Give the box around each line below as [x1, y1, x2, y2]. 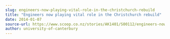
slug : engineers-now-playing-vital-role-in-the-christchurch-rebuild [5, 7, 155, 13]
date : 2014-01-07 [5, 17, 42, 22]
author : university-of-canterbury [5, 26, 78, 31]
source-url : [5, 21, 30, 27]
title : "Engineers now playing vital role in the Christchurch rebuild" [5, 12, 162, 17]
